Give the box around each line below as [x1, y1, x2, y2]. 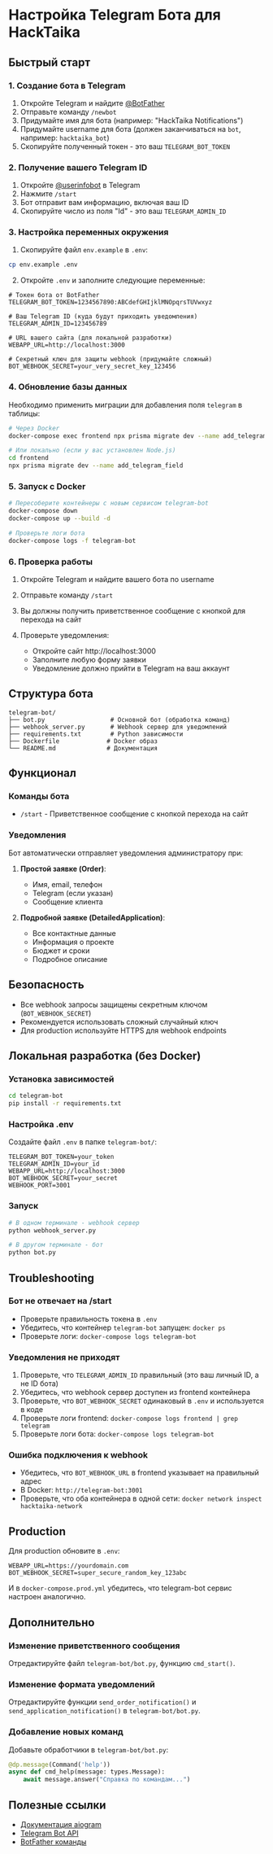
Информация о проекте [32, 937, 115, 947]
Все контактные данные [32, 928, 116, 938]
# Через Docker [8, 424, 60, 432]
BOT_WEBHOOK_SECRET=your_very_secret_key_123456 [8, 362, 176, 371]
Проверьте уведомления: [19, 630, 110, 640]
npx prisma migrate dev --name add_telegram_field [8, 461, 184, 470]
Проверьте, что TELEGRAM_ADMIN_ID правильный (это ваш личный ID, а [19, 1370, 259, 1380]
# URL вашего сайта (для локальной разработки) [8, 334, 173, 343]
